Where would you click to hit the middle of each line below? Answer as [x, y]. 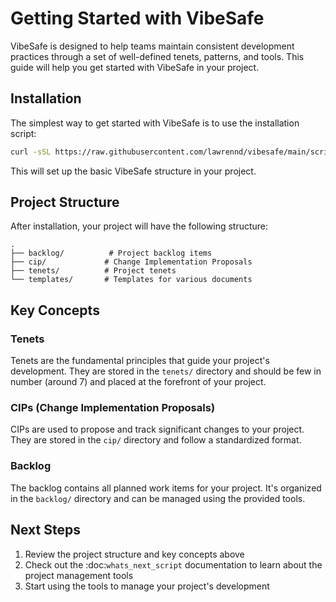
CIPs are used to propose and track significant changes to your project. [157, 429]
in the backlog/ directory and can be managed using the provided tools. [158, 498]
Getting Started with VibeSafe [137, 18]
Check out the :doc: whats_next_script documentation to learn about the [173, 564]
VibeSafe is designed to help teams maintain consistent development [152, 46]
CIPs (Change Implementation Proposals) [113, 408]
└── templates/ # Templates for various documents [131, 280]
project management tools [79, 575]
